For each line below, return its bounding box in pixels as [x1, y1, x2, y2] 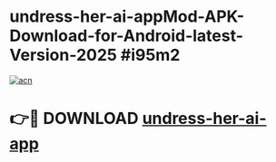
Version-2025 [9, 45, 118, 65]
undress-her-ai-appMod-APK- [9, 6, 245, 27]
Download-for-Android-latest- [9, 25, 243, 46]
